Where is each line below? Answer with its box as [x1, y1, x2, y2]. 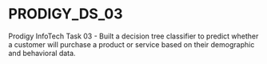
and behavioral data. [8, 48, 76, 58]
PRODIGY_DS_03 [8, 5, 123, 23]
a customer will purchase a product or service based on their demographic [8, 39, 255, 49]
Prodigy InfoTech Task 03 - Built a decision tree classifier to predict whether [8, 31, 259, 41]
